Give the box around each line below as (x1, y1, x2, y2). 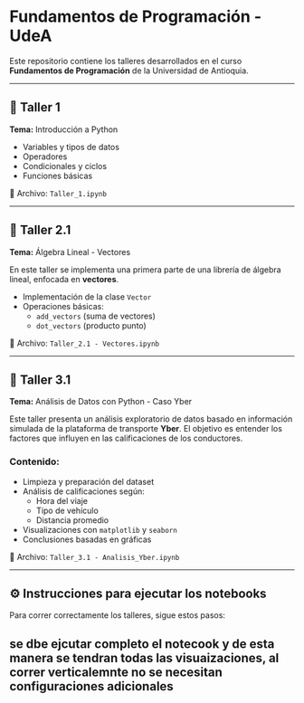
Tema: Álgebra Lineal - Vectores (9, 246, 131, 257)
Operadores (22, 151, 68, 162)
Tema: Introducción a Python (9, 124, 119, 135)
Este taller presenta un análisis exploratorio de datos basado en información (9, 413, 293, 424)
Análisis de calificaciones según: (22, 486, 145, 497)
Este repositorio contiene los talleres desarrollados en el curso (9, 55, 242, 66)
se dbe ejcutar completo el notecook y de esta (9, 636, 275, 651)
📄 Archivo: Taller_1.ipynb (9, 187, 107, 198)
